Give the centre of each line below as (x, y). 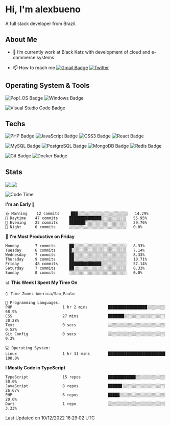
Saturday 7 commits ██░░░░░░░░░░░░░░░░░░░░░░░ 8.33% (75, 268)
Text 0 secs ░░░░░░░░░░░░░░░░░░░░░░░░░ (86, 325)
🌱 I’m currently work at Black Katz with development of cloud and (81, 52)
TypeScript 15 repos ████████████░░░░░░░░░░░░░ (86, 377)
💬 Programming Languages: (33, 303)
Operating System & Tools (48, 86)
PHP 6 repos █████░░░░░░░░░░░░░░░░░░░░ (86, 395)
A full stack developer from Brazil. (41, 23)
